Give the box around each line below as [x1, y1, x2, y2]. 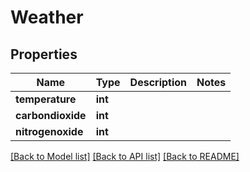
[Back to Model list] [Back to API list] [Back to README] [10, 151, 240, 162]
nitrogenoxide [15, 125, 84, 138]
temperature [15, 92, 77, 106]
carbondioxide [15, 109, 87, 122]
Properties [10, 46, 78, 63]
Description [129, 76, 188, 89]
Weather [10, 6, 84, 29]
